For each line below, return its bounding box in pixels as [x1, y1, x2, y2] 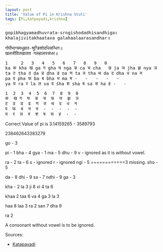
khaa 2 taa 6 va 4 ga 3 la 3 [5, 194, 59, 200]
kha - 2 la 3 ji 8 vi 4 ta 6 [5, 184, 54, 190]
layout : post [5, 7, 32, 12]
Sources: [5, 232, 24, 238]
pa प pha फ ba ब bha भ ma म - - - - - [5, 76, 119, 82]
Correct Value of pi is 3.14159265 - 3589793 [5, 121, 95, 127]
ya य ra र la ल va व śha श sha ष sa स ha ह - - [5, 81, 126, 87]
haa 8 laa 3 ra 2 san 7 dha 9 [5, 203, 62, 209]
